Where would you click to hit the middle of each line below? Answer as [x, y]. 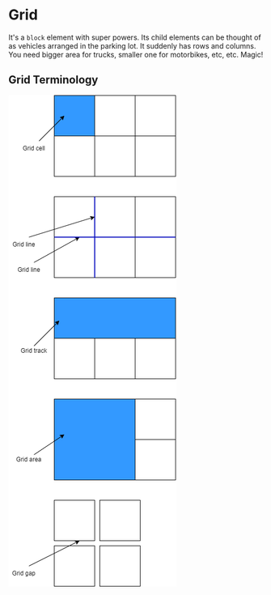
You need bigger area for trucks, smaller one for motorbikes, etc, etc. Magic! [136, 54]
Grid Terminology [53, 80]
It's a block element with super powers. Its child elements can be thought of [135, 37]
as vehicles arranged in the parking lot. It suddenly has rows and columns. [132, 45]
